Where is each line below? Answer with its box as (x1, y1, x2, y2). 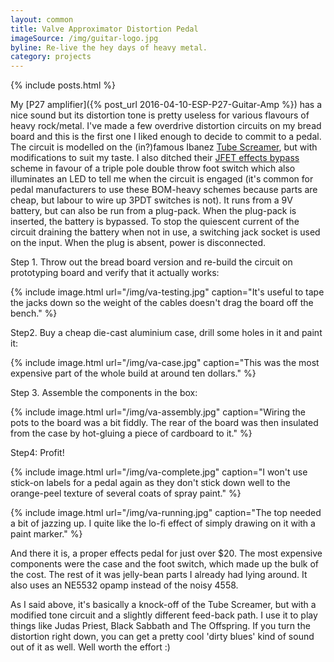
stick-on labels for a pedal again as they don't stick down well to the (10, 477, 291, 489)
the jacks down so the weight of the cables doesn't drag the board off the (10, 297, 314, 309)
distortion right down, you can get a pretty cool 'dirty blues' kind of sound (10, 631, 315, 643)
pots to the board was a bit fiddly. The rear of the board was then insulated (10, 417, 319, 429)
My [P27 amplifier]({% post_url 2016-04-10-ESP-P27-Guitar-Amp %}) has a (10, 99, 323, 111)
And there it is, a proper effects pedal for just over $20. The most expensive (10, 547, 323, 560)
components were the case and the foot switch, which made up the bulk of (10, 558, 319, 570)
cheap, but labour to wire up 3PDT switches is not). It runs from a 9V (10, 194, 293, 206)
